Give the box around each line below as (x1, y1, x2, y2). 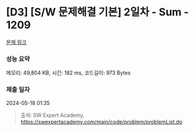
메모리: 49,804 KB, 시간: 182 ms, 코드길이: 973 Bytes (6, 69, 131, 77)
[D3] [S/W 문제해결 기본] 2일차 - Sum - (6, 5, 189, 19)
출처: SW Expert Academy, (20, 112, 85, 119)
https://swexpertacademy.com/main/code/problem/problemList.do (20, 118, 183, 125)
